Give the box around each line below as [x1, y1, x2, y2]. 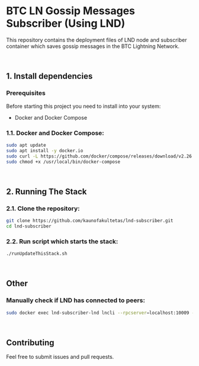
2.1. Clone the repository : [6, 204, 80, 213]
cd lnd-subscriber [6, 223, 52, 229]
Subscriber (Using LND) [6, 17, 126, 30]
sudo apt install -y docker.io [6, 147, 84, 153]
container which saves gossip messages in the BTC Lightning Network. [6, 43, 179, 50]
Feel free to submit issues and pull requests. [6, 354, 114, 361]
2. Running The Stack [6, 187, 87, 197]
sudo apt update [6, 142, 46, 148]
